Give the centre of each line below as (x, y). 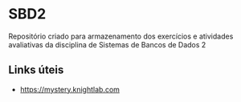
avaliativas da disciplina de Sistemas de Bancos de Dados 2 (107, 44)
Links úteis (36, 70)
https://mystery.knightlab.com (70, 89)
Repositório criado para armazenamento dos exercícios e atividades (121, 36)
